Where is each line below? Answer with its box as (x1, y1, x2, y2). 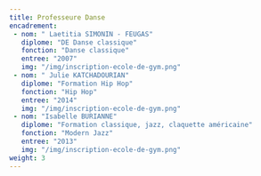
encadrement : (9, 21, 58, 30)
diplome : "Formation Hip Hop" (20, 79, 134, 88)
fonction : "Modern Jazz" (20, 129, 114, 138)
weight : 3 (9, 153, 46, 163)
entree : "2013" (20, 137, 77, 146)
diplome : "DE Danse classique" (20, 37, 138, 47)
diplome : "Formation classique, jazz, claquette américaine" (20, 121, 253, 130)
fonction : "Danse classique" (20, 46, 129, 55)
